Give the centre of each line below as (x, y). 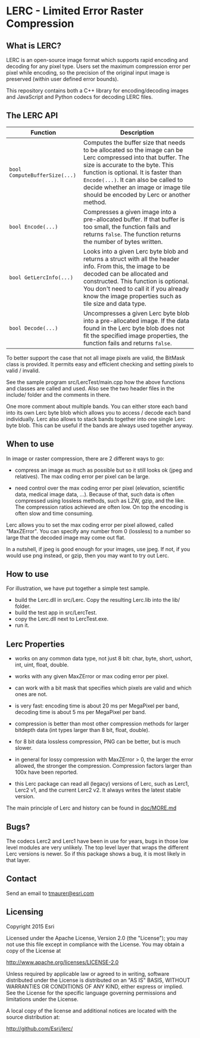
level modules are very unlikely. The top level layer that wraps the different (97, 848)
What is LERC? (34, 46)
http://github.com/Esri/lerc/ (40, 1028)
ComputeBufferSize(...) (43, 175)
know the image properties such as (132, 296)
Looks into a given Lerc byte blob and (136, 251)
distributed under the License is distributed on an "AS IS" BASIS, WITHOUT (98, 980)
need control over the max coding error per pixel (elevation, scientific (100, 488)
